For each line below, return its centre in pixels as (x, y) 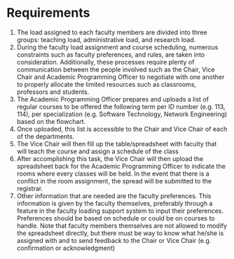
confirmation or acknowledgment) (66, 248)
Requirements (48, 13)
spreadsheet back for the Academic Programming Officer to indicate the (121, 166)
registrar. (30, 188)
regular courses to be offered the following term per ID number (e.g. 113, (121, 106)
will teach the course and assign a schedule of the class (98, 151)
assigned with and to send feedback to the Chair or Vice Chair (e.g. (114, 240)
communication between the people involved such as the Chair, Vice (116, 69)
